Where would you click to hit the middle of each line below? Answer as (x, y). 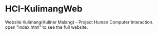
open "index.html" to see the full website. (47, 27)
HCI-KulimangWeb (44, 9)
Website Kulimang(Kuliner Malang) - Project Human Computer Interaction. (79, 22)
